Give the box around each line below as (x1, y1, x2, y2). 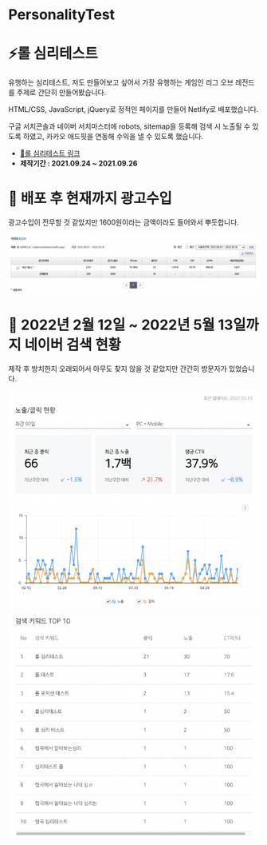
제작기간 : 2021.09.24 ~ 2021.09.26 (19, 158, 138, 169)
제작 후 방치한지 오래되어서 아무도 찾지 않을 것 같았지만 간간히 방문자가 (8, 364, 227, 373)
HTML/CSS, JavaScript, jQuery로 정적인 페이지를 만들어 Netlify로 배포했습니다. (8, 105, 259, 114)
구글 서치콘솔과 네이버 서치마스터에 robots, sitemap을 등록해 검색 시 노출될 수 (8, 122, 251, 131)
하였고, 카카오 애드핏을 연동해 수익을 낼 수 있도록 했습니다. (22, 132, 204, 141)
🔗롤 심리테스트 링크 (19, 149, 80, 158)
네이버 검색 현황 (24, 336, 121, 354)
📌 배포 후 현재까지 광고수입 (8, 189, 173, 208)
